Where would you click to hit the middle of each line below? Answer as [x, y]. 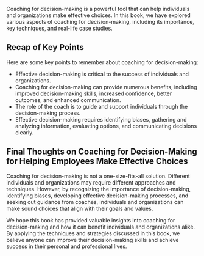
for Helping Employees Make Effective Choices [97, 161]
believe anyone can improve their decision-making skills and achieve [93, 240]
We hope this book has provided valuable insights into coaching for [91, 220]
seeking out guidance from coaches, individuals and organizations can [95, 202]
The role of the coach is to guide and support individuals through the [101, 106]
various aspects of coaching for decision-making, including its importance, [100, 22]
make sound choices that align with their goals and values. [80, 208]
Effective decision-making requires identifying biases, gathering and [101, 119]
